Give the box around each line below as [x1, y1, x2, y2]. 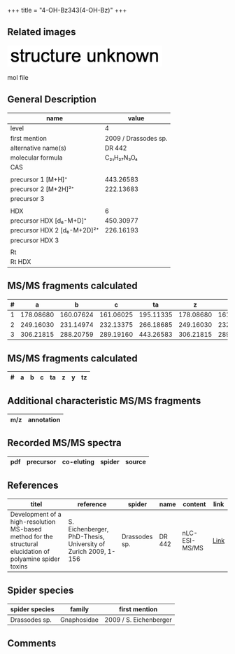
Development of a [10, 510, 62, 519]
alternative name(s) [10, 144, 67, 152]
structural [10, 540, 38, 548]
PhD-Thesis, [68, 532, 105, 541]
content [183, 500, 206, 508]
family [69, 605, 90, 613]
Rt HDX [10, 258, 31, 266]
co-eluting [62, 458, 94, 466]
